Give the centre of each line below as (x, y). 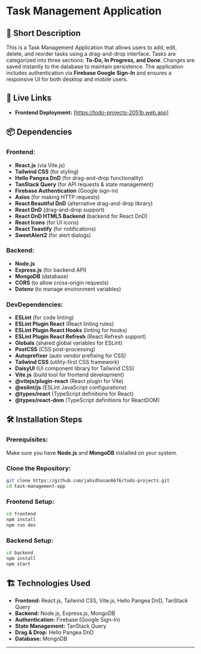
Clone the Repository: (39, 468)
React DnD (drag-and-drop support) (60, 209)
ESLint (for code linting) (44, 318)
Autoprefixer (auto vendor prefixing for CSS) (71, 356)
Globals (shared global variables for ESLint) (68, 343)
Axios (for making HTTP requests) (57, 197)
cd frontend (21, 514)
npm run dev (21, 525)
